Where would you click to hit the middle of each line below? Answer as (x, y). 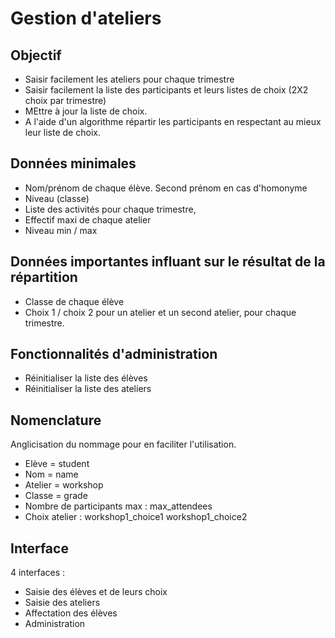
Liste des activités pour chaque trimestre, (110, 209)
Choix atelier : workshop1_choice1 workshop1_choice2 (136, 517)
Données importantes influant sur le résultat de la (168, 262)
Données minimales (73, 163)
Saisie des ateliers (62, 603)
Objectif (36, 55)
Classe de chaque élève (74, 301)
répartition (44, 277)
